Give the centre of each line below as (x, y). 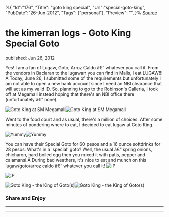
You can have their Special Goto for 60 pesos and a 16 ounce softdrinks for (83, 144)
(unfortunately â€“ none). (31, 99)
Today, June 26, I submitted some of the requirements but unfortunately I (85, 78)
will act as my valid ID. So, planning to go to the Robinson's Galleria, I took (82, 89)
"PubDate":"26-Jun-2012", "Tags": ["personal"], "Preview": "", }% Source (81, 13)
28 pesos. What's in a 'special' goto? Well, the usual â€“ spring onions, (79, 149)
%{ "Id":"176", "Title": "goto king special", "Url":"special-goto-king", (75, 7)
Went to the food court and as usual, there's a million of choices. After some (84, 119)
